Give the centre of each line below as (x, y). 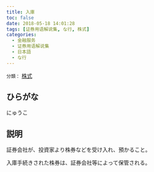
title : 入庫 (20, 12)
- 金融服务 (24, 40)
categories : (21, 35)
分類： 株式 (19, 76)
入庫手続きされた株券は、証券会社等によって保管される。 (79, 163)
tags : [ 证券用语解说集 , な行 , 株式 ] (48, 29)
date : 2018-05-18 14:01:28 (41, 23)
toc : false (20, 18)
